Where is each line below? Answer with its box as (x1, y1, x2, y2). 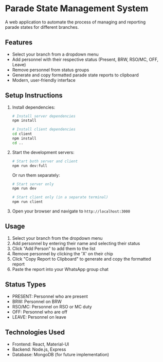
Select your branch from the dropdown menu (12, 235, 103, 241)
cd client (12, 132, 33, 136)
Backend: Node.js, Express (12, 346, 67, 352)
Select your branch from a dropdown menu (12, 51, 99, 57)
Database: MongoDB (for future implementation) (12, 351, 109, 357)
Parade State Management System (5, 3, 148, 14)
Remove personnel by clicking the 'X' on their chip (12, 250, 113, 256)
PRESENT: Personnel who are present (12, 293, 88, 299)
